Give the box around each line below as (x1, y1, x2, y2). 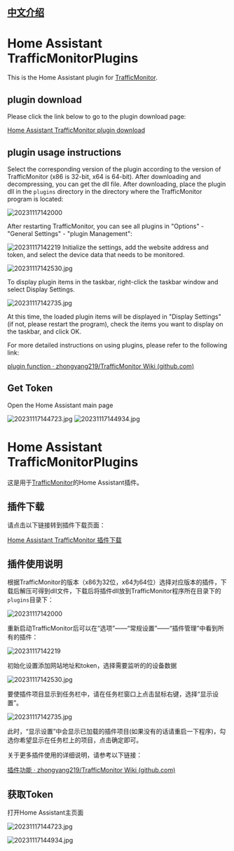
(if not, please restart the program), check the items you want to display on (7, 319, 223, 328)
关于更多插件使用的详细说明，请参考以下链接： (7, 751, 142, 760)
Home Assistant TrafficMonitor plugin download (7, 126, 146, 135)
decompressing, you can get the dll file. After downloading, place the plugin (7, 180, 226, 188)
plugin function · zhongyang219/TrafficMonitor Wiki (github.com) (7, 362, 195, 370)
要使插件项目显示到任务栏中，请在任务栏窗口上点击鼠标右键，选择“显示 (7, 690, 213, 699)
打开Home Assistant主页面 (7, 808, 84, 817)
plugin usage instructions (7, 146, 122, 158)
